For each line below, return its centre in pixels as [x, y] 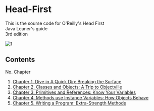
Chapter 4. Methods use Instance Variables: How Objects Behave [81, 97]
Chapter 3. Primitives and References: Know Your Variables [74, 92]
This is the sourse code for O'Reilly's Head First [55, 23]
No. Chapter [18, 72]
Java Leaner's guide [27, 28]
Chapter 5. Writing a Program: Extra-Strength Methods [69, 103]
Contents [20, 60]
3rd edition [16, 34]
